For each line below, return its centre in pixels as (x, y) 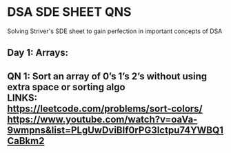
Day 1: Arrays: (38, 53)
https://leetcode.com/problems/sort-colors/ (105, 109)
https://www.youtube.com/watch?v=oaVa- (102, 119)
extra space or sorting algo (66, 87)
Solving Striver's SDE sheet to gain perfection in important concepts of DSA (115, 31)
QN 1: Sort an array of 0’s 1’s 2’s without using (107, 76)
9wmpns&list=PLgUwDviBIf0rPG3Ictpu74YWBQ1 (115, 130)
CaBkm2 (26, 141)
